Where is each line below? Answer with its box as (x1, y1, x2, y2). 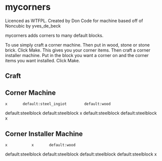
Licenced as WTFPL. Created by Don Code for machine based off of (5, 18, 143, 24)
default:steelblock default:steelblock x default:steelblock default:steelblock (5, 110, 157, 116)
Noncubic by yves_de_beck (5, 23, 61, 28)
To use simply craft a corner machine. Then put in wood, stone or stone (5, 42, 150, 48)
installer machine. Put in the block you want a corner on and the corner (5, 52, 149, 58)
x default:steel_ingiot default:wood (5, 102, 111, 107)
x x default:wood (5, 142, 76, 147)
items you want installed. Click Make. (5, 57, 80, 63)
